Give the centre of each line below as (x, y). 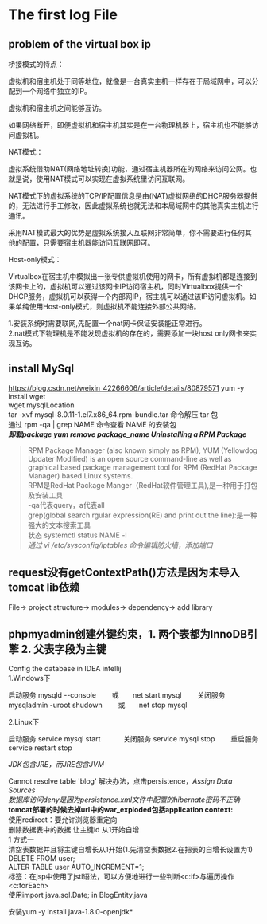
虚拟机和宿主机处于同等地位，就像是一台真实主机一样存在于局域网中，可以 (130, 81)
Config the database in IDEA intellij (65, 669)
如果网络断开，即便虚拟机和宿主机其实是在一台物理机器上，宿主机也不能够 (130, 125)
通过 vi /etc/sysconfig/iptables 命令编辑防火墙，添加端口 (120, 545)
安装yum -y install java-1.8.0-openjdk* (71, 912)
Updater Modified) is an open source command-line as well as (130, 458)
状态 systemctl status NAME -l (77, 535)
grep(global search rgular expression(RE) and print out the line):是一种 (143, 515)
